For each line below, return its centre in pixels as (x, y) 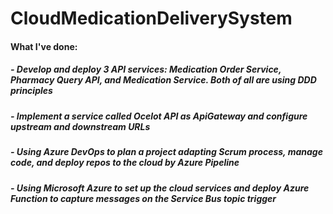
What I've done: (44, 46)
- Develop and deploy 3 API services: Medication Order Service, (146, 69)
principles (31, 91)
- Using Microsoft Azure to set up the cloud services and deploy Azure (160, 188)
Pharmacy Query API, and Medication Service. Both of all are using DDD (163, 80)
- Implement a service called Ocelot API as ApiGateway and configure (159, 116)
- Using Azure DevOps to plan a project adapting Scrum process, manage (166, 152)
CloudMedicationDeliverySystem (151, 18)
